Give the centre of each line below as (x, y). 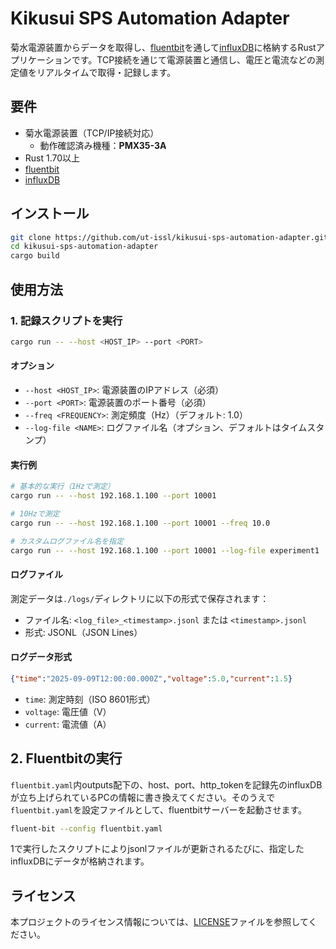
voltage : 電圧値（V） (68, 711)
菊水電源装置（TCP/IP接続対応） (92, 133)
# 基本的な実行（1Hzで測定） (62, 487)
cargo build (35, 256)
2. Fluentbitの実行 (66, 758)
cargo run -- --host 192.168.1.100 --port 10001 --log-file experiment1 (165, 550)
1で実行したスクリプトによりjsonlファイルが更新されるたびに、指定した (157, 849)
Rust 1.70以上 (52, 158)
